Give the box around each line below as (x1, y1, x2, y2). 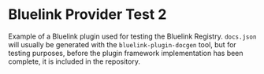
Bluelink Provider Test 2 (8, 6, 167, 24)
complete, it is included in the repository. (8, 57, 140, 66)
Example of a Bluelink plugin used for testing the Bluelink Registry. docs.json (8, 31, 257, 41)
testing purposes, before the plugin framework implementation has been (8, 48, 244, 57)
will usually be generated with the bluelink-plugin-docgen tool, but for (8, 39, 236, 49)
